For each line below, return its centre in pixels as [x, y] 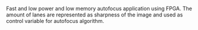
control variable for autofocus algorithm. [55, 21]
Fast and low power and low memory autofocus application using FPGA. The [99, 9]
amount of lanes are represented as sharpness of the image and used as [95, 15]
